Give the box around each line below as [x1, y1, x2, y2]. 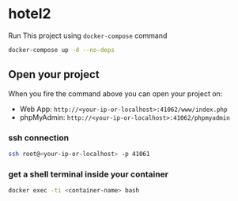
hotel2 [8, 5, 51, 23]
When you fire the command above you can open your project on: [8, 88, 223, 99]
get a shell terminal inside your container [8, 169, 168, 180]
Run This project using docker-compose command [8, 31, 168, 40]
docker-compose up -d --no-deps [8, 46, 115, 54]
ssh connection [8, 132, 70, 143]
